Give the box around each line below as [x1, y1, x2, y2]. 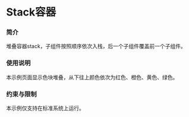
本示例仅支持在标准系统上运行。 [6, 105, 84, 112]
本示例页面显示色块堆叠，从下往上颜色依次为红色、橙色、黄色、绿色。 [6, 74, 178, 81]
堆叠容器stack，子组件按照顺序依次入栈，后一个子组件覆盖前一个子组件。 [6, 43, 186, 50]
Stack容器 [6, 5, 56, 19]
